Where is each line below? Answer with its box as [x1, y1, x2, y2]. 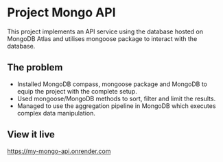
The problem [7, 62, 63, 73]
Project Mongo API [7, 5, 116, 21]
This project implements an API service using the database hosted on [7, 27, 204, 36]
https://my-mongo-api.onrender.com [7, 147, 111, 155]
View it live [7, 129, 55, 141]
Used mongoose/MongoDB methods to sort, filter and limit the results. [16, 94, 216, 103]
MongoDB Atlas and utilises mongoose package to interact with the [7, 34, 198, 42]
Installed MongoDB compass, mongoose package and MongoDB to [16, 80, 208, 88]
